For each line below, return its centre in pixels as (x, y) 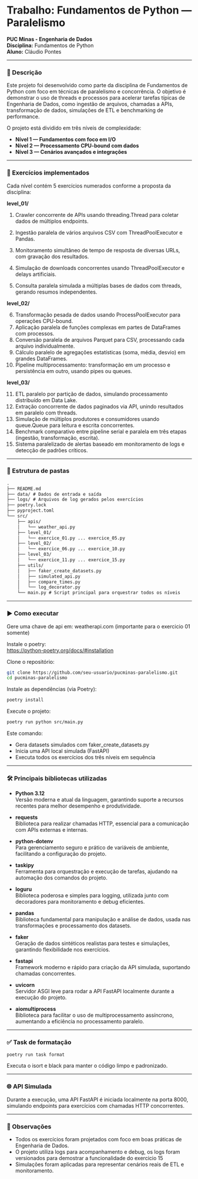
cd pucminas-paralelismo (37, 678)
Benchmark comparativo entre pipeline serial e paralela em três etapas (101, 432)
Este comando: (25, 733)
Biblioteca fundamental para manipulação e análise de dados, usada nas (103, 920)
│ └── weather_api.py (46, 527)
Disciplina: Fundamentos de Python (50, 45)
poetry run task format (36, 1055)
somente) (18, 633)
